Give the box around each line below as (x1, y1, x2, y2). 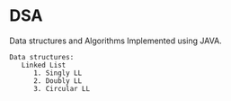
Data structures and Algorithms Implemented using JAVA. (9, 35, 222, 46)
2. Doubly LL (32, 76, 83, 86)
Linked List (21, 60, 67, 69)
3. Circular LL (32, 84, 91, 93)
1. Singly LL (32, 69, 83, 78)
